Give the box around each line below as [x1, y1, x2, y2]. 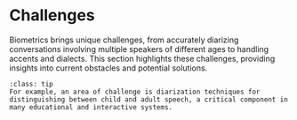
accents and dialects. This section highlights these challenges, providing [9, 53, 276, 64]
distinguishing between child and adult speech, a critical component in [9, 94, 289, 104]
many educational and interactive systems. [9, 102, 173, 111]
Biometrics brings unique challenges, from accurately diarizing [9, 34, 239, 45]
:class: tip [9, 79, 53, 88]
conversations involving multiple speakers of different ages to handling [9, 43, 269, 54]
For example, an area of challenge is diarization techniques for [9, 87, 261, 96]
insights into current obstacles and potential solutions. [9, 63, 208, 73]
